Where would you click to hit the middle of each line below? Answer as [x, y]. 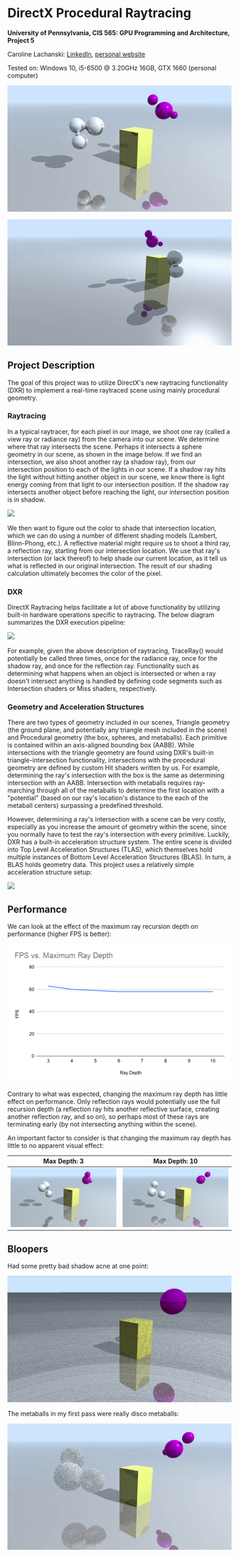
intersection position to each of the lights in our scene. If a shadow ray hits [117, 469]
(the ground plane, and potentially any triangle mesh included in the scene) [117, 730]
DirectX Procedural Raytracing [100, 13]
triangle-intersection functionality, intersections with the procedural [106, 760]
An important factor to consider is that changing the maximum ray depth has [119, 1138]
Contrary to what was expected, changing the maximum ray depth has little [117, 1094]
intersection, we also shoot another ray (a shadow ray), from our [102, 462]
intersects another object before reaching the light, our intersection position [118, 491]
